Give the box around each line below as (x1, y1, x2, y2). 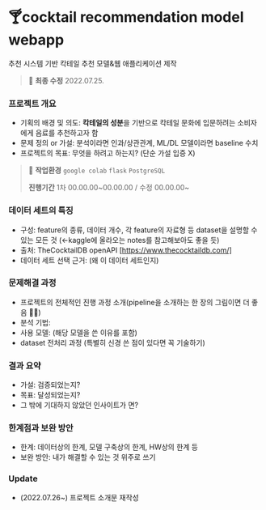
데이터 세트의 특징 (8, 205, 74, 216)
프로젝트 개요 (8, 98, 57, 109)
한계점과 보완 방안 (8, 423, 74, 434)
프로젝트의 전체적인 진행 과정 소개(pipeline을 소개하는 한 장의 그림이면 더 (19, 297, 250, 307)
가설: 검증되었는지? (19, 380, 81, 390)
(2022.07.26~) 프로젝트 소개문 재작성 (19, 492, 139, 502)
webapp (8, 31, 65, 49)
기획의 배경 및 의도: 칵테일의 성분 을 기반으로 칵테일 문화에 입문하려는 (19, 118, 236, 128)
